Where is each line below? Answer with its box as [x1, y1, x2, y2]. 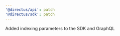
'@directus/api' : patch [5, 7, 55, 12]
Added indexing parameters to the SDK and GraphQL [5, 25, 115, 31]
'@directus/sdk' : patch [5, 12, 55, 17]
